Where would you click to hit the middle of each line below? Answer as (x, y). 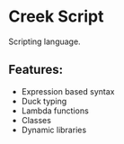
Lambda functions (55, 111)
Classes (36, 120)
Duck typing (44, 101)
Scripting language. (45, 41)
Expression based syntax (68, 91)
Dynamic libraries (54, 130)
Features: (36, 70)
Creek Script (56, 17)
